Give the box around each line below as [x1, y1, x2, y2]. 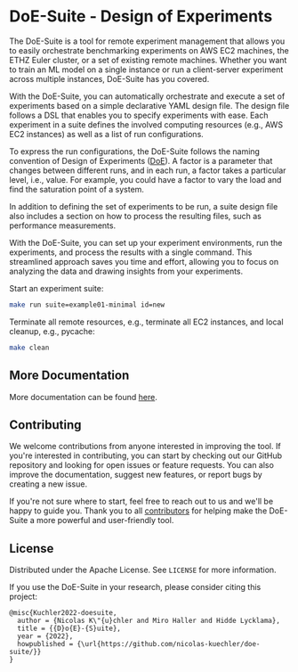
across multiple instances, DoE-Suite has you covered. [9, 73, 210, 84]
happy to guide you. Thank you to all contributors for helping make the [9, 505, 268, 516]
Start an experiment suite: [9, 283, 104, 293]
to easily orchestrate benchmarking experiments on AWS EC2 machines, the [9, 45, 289, 55]
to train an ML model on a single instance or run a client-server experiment [9, 64, 284, 75]
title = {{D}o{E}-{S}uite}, [17, 624, 122, 634]
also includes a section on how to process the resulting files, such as [9, 210, 262, 221]
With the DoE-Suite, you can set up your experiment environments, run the [9, 237, 283, 248]
